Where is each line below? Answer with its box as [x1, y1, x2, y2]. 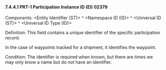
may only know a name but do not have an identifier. [5, 59, 112, 65]
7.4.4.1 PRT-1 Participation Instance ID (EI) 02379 [5, 4, 108, 10]
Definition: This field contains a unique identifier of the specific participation [5, 30, 161, 35]
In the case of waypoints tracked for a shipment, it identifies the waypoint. [5, 44, 157, 50]
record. [5, 35, 20, 41]
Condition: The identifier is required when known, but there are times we [5, 54, 153, 60]
